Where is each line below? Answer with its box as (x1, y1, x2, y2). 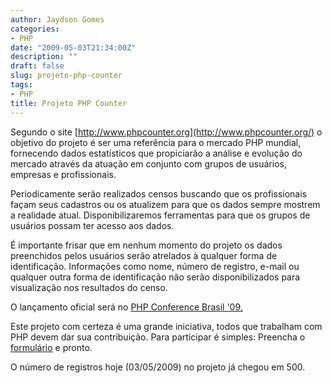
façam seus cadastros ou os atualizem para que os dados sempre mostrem (10, 198, 321, 210)
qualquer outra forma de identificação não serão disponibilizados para (10, 271, 301, 283)
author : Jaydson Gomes (10, 14, 105, 25)
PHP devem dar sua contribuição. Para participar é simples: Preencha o (10, 331, 306, 343)
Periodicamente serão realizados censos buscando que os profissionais (10, 187, 307, 200)
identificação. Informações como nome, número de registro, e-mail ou (10, 260, 300, 272)
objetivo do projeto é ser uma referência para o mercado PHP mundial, (10, 136, 302, 148)
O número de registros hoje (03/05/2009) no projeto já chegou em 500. (10, 361, 306, 373)
